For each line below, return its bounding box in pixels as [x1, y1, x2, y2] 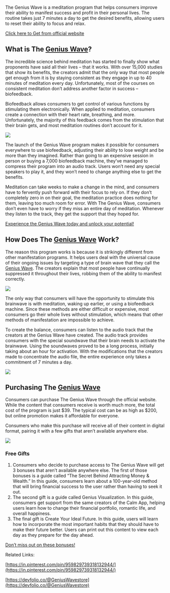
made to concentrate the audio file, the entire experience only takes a [5, 353, 151, 359]
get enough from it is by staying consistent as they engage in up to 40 [5, 75, 152, 81]
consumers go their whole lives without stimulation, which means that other [5, 311, 163, 317]
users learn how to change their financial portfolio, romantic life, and [12, 505, 156, 511]
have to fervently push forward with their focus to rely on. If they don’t [5, 189, 152, 195]
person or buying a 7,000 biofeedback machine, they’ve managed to [5, 157, 148, 164]
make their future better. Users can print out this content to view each [12, 526, 159, 533]
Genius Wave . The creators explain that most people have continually [5, 265, 150, 271]
